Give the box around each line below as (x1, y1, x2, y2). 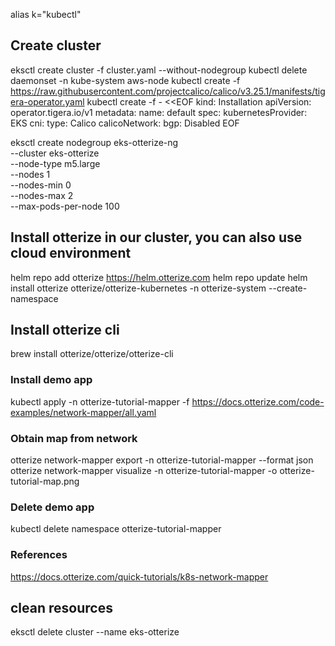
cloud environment (10, 245, 132, 262)
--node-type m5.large (10, 157, 101, 169)
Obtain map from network (10, 431, 138, 445)
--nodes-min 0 (10, 179, 72, 191)
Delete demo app (10, 500, 95, 514)
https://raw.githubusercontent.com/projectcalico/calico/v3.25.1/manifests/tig (10, 85, 326, 97)
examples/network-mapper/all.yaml (10, 406, 157, 418)
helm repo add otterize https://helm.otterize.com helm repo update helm (10, 271, 308, 283)
